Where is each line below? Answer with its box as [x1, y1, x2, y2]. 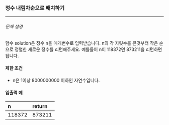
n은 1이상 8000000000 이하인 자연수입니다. [12, 77, 100, 83]
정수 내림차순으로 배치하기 [5, 4, 65, 11]
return [32, 102, 48, 109]
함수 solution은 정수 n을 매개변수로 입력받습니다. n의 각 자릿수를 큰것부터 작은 [5, 40, 158, 46]
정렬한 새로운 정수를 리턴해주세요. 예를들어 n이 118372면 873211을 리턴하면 [14, 46, 162, 52]
